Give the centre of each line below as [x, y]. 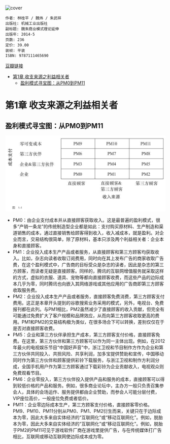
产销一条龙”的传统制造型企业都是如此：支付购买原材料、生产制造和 [89, 226]
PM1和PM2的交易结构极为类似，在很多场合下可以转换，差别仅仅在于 [93, 322]
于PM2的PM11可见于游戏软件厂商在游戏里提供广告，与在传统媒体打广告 [87, 430]
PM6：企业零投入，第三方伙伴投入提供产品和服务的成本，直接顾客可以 [87, 379]
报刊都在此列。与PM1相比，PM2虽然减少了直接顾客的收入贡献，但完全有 [89, 309]
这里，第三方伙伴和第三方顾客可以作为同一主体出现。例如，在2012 [96, 341]
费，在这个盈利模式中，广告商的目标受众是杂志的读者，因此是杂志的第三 [88, 264]
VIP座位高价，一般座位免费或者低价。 [52, 398]
